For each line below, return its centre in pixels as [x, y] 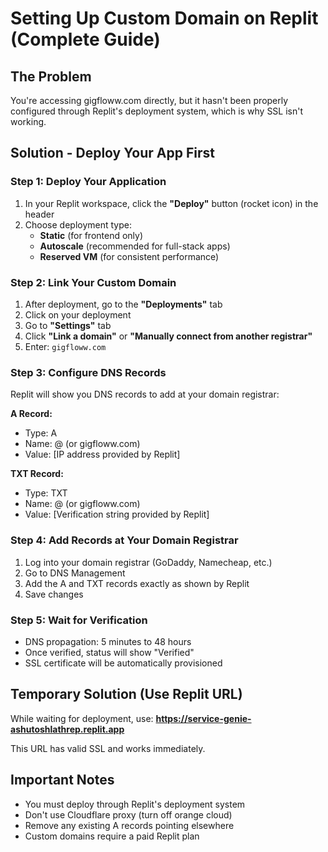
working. [28, 121]
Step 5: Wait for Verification [79, 620]
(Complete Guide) [85, 39]
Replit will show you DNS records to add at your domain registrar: [145, 394]
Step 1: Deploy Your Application [88, 182]
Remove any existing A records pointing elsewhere [129, 825]
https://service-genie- [203, 718]
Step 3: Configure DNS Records [88, 372]
